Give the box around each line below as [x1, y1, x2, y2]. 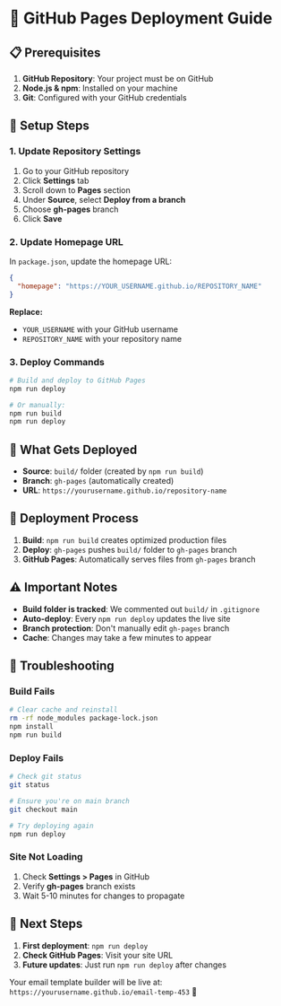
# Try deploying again [9, 821, 94, 830]
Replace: [9, 306, 43, 317]
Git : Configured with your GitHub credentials [21, 92, 187, 102]
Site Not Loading [9, 851, 83, 863]
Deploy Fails [9, 751, 64, 764]
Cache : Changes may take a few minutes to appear [21, 632, 212, 643]
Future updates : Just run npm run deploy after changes [21, 959, 226, 970]
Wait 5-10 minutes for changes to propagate [21, 890, 185, 901]
